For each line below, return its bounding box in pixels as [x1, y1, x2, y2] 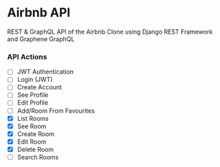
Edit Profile [16, 98, 49, 107]
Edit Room [16, 137, 47, 146]
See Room [16, 122, 47, 130]
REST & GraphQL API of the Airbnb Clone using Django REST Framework [7, 27, 213, 36]
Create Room [16, 129, 55, 138]
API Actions [7, 52, 47, 61]
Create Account [16, 83, 62, 91]
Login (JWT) [16, 76, 53, 84]
